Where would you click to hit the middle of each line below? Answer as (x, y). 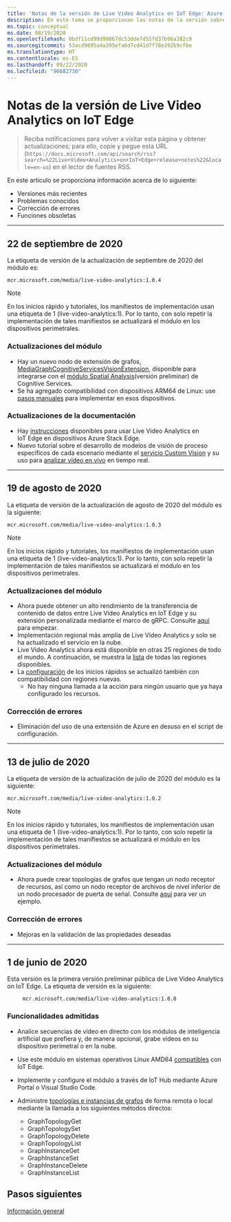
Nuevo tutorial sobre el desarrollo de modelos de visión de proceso (112, 445)
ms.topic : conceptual (38, 26)
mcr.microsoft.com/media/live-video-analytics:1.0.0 (99, 999)
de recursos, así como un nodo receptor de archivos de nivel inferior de (119, 887)
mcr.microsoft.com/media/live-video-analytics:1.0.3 (84, 525)
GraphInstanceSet (53, 1158)
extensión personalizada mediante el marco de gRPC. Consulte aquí (113, 620)
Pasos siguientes (45, 1194)
